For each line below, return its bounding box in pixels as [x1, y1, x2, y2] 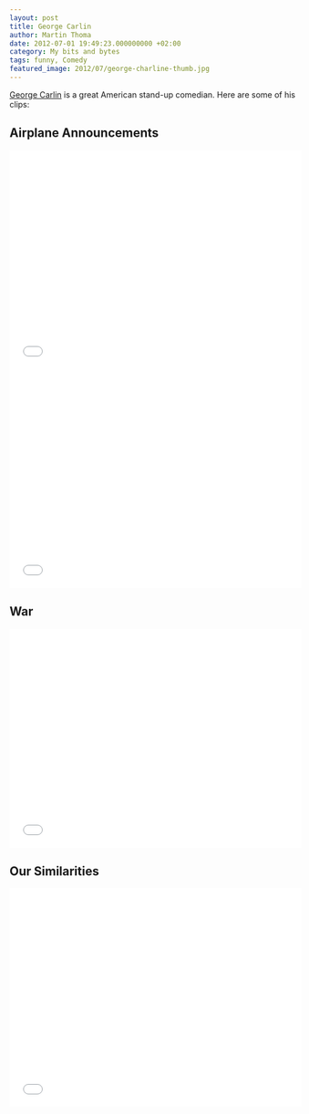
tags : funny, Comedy [9, 56, 88, 65]
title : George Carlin [9, 22, 92, 31]
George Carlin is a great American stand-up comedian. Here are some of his [9, 88, 296, 100]
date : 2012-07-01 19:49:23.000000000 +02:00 [9, 38, 181, 48]
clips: [9, 98, 30, 109]
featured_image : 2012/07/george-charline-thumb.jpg [9, 65, 210, 74]
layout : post [9, 13, 59, 23]
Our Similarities [9, 863, 99, 879]
